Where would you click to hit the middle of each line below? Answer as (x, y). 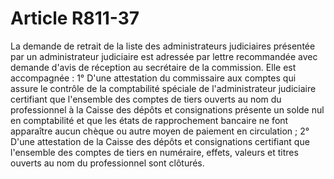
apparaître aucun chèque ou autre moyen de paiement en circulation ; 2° (160, 131)
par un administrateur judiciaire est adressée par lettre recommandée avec (164, 56)
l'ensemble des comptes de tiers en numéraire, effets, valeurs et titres (154, 152)
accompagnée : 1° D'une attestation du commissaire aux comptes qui (153, 78)
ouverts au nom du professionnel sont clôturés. (107, 163)
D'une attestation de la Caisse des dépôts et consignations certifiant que (160, 141)
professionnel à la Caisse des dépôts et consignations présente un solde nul (167, 109)
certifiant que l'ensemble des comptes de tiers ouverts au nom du (146, 99)
